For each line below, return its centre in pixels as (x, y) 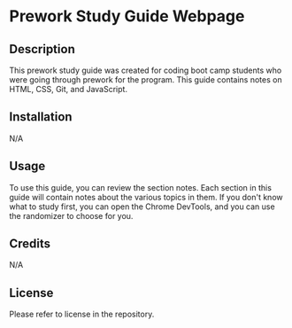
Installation (41, 117)
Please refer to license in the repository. (82, 314)
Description (42, 49)
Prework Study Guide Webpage (127, 16)
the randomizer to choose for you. (71, 215)
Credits (30, 244)
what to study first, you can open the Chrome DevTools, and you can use (142, 207)
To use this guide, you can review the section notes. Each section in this (141, 187)
